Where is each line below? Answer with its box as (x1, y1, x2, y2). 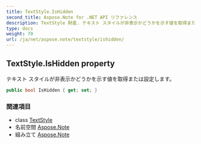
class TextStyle (14, 116, 53, 123)
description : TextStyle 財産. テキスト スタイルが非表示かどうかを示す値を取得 (6, 20, 187, 26)
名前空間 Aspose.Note (14, 123, 70, 130)
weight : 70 (6, 31, 33, 37)
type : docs (6, 25, 33, 32)
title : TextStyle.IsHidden (6, 8, 74, 15)
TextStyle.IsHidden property (6, 59, 115, 69)
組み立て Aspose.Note (14, 131, 70, 138)
